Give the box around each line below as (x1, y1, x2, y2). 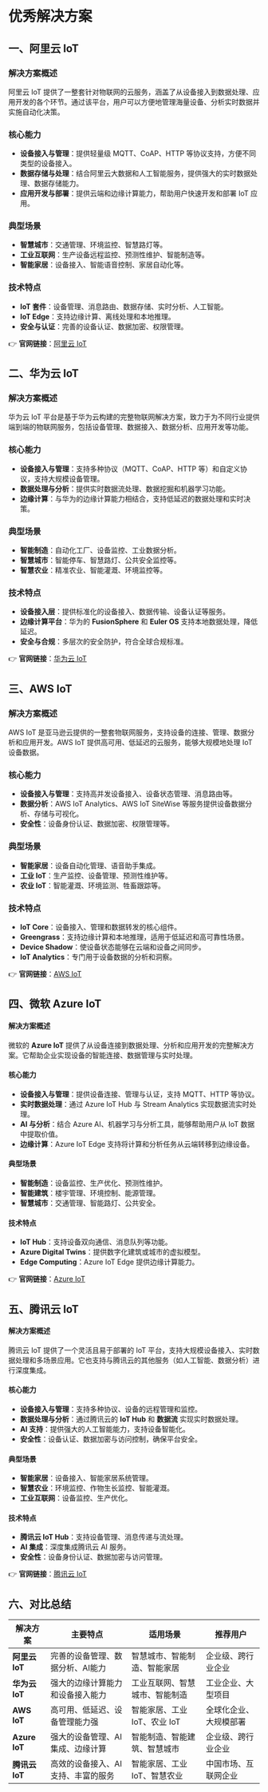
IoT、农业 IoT (131, 1716, 181, 1727)
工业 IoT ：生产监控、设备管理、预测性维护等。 (19, 870, 172, 880)
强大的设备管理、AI (50, 1731, 122, 1742)
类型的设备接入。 (19, 159, 77, 168)
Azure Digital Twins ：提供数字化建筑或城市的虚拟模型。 (19, 1247, 205, 1257)
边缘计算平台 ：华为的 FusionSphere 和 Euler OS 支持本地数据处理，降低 (19, 616, 258, 627)
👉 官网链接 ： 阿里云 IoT (8, 339, 88, 348)
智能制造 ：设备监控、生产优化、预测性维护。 (19, 1178, 167, 1187)
